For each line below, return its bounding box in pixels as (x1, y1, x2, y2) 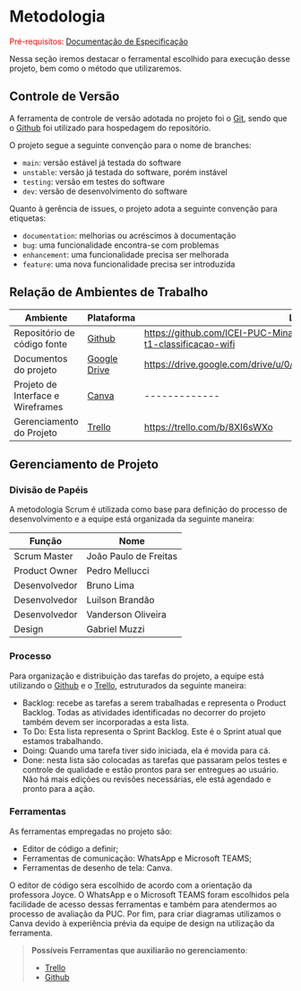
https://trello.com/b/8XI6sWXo (143, 420, 273, 433)
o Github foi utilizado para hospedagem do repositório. (9, 122, 211, 133)
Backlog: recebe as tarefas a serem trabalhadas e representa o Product (21, 697, 287, 708)
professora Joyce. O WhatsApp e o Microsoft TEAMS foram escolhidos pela (9, 889, 289, 899)
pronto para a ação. (21, 783, 96, 794)
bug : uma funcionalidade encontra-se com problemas (21, 240, 219, 250)
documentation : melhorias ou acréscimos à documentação (21, 230, 236, 241)
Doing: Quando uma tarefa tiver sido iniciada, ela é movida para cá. (21, 745, 271, 756)
